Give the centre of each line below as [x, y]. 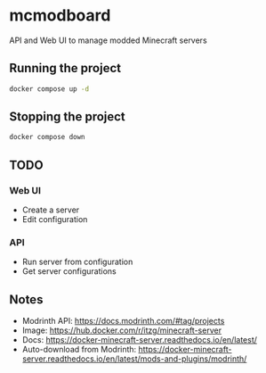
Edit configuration [55, 219]
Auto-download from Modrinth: [79, 350]
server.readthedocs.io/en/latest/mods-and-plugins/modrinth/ [134, 359]
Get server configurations [69, 271]
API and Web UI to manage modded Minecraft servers [108, 40]
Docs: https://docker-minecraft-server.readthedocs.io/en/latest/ [140, 340]
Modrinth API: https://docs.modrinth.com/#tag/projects [123, 321]
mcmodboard [60, 16]
